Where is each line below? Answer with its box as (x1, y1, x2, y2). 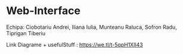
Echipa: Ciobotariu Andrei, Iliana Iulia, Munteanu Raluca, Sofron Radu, (6, 23, 177, 31)
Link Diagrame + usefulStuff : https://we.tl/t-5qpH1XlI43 (6, 41, 143, 48)
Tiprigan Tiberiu (6, 29, 46, 36)
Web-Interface (6, 4, 80, 18)
